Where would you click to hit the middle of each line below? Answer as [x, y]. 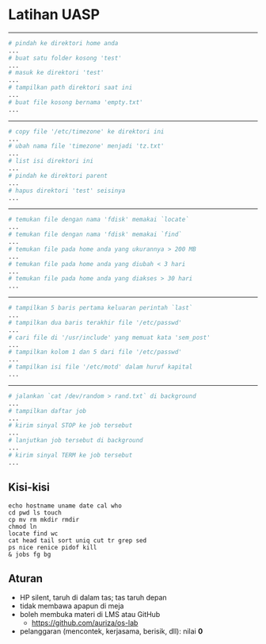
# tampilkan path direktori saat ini [70, 88]
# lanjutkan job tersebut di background [76, 441]
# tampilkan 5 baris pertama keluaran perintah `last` [101, 308]
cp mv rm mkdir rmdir [44, 519]
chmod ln [23, 526]
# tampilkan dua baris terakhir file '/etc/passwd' [95, 322]
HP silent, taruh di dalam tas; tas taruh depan [93, 598]
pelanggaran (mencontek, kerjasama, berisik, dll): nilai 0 [111, 631]
